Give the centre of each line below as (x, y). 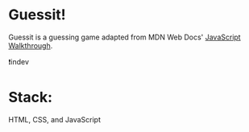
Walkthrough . (31, 45)
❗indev (19, 61)
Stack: (31, 97)
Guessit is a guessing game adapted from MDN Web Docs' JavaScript (124, 37)
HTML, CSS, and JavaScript (55, 119)
